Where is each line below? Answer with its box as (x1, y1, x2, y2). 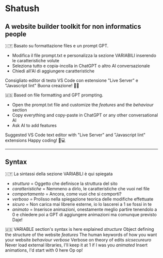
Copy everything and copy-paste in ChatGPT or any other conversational (12, 112, 158, 118)
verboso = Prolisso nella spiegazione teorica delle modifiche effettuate (12, 196, 154, 202)
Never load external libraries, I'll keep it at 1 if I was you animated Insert (5, 242, 148, 248)
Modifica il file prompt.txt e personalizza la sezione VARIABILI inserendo (12, 53, 157, 58)
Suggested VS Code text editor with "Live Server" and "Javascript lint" (5, 132, 146, 138)
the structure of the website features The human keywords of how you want (5, 232, 157, 238)
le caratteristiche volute (12, 58, 60, 63)
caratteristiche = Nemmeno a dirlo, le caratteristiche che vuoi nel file (12, 185, 150, 191)
